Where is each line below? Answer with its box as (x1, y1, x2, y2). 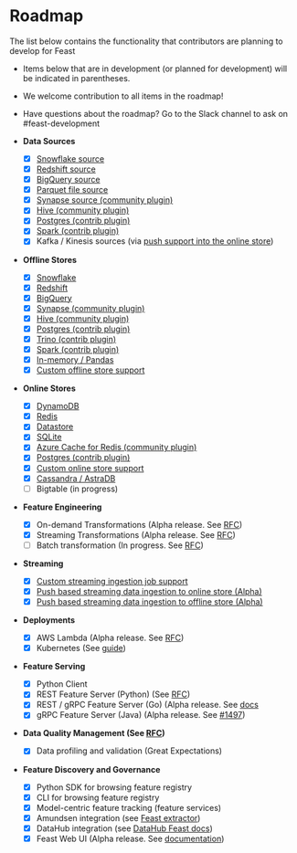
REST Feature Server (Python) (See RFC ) (36, 689, 191, 700)
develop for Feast (9, 45, 76, 56)
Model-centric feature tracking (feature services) (36, 802, 222, 813)
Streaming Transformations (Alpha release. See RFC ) (36, 529, 236, 540)
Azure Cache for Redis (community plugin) (36, 442, 197, 453)
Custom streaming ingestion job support (36, 575, 189, 586)
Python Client (36, 679, 89, 690)
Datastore (36, 421, 74, 432)
